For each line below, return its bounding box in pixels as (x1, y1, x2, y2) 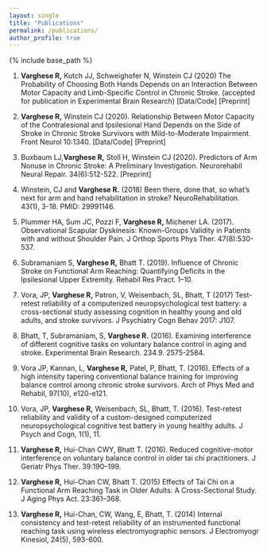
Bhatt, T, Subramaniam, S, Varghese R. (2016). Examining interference (20, 331, 252, 340)
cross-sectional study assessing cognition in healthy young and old (20, 307, 242, 317)
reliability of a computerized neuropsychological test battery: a (41, 299, 247, 309)
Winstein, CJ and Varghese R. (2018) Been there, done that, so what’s (20, 185, 250, 195)
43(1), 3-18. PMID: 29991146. (20, 202, 116, 212)
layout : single (9, 11, 60, 20)
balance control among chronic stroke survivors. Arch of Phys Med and (20, 380, 255, 390)
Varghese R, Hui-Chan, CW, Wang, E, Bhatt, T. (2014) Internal (20, 510, 222, 519)
